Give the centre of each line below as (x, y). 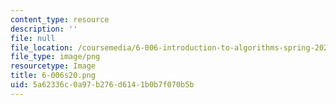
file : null (33, 38)
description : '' (44, 29)
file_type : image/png (55, 57)
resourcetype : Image (53, 66)
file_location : (42, 47)
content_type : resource (60, 19)
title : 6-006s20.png (53, 76)
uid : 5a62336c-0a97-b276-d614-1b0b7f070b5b (102, 85)
